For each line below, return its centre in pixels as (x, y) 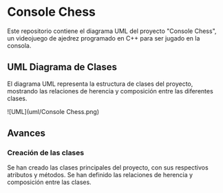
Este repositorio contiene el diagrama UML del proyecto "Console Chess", (112, 31)
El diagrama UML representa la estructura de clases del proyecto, (100, 84)
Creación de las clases (46, 153)
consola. (19, 45)
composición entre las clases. (49, 182)
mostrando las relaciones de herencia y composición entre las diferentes (110, 91)
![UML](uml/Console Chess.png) (53, 111)
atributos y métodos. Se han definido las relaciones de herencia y (100, 175)
